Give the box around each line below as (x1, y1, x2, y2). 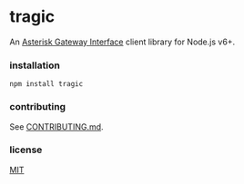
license (9, 143, 43, 156)
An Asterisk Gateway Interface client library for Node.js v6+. (9, 36, 236, 47)
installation (9, 59, 61, 72)
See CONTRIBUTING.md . (9, 121, 104, 132)
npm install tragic (9, 80, 84, 89)
